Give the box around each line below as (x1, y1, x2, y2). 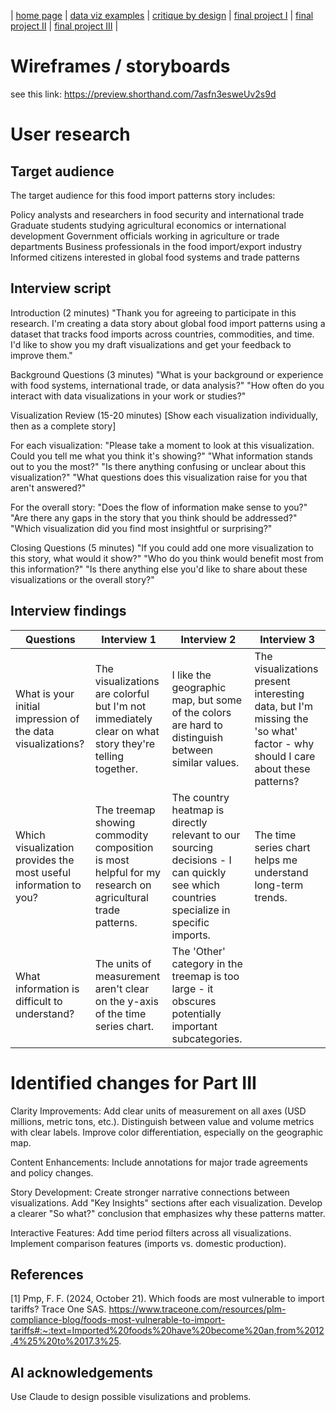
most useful (15, 865, 72, 879)
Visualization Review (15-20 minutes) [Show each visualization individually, (10, 409, 319, 421)
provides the (15, 853, 75, 867)
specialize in (171, 903, 231, 917)
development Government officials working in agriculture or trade (10, 230, 280, 242)
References (10, 1266, 84, 1283)
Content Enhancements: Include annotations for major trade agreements (10, 1156, 308, 1168)
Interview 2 (180, 632, 237, 646)
